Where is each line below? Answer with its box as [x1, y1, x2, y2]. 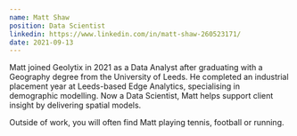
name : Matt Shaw [9, 12, 70, 22]
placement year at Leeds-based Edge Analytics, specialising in [9, 81, 241, 92]
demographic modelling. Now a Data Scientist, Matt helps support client [9, 91, 274, 101]
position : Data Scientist [9, 21, 105, 30]
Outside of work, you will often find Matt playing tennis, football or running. [9, 117, 285, 128]
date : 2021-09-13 [9, 37, 74, 47]
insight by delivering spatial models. [9, 100, 142, 111]
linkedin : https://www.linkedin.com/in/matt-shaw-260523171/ [9, 29, 242, 38]
